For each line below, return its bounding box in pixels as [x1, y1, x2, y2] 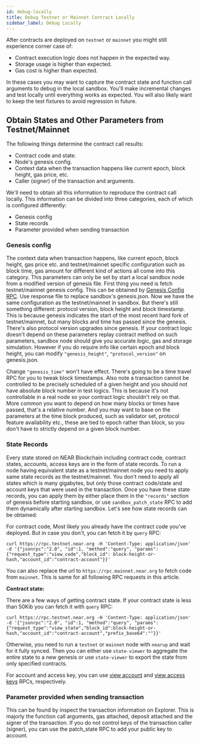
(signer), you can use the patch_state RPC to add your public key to [6, 725, 172, 733]
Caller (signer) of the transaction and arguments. [14, 177, 136, 185]
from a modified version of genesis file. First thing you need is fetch [6, 280, 173, 288]
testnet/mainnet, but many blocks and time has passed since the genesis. [6, 318, 187, 325]
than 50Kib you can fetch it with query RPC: [6, 603, 113, 610]
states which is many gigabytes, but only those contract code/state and [6, 479, 182, 486]
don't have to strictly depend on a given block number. [6, 425, 141, 433]
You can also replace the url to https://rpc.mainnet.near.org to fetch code [6, 567, 192, 574]
